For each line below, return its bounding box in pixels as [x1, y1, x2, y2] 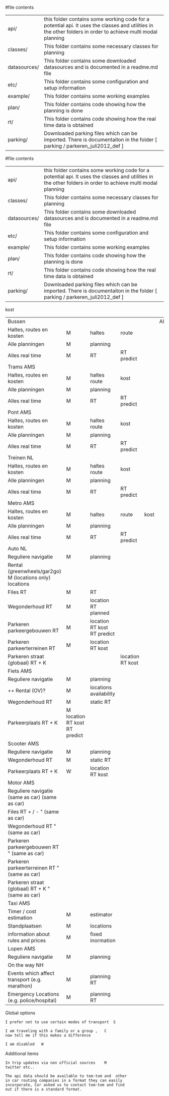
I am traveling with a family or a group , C [5, 1028, 107, 1033]
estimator [90, 911, 113, 918]
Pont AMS [8, 409, 32, 415]
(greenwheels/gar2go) [8, 568, 62, 575]
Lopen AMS [8, 945, 36, 952]
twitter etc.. [5, 1065, 35, 1070]
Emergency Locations [8, 990, 59, 998]
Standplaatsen [8, 922, 42, 929]
